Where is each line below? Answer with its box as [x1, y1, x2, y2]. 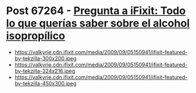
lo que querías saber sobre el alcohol [6, 16, 190, 30]
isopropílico [6, 29, 66, 42]
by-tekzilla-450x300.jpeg [14, 79, 77, 87]
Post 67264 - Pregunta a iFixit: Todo [6, 4, 186, 18]
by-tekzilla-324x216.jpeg [14, 67, 75, 74]
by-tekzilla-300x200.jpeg [14, 55, 77, 62]
